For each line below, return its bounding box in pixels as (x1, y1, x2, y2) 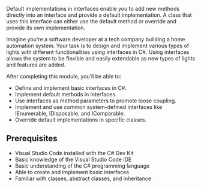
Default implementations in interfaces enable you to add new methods (6, 5, 180, 12)
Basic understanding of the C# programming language (14, 162, 150, 169)
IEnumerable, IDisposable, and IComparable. (14, 110, 125, 117)
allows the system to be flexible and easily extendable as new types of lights (6, 55, 196, 62)
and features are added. (6, 61, 66, 68)
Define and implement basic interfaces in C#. (14, 84, 127, 92)
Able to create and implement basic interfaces (14, 168, 130, 175)
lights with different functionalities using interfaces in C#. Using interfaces (6, 48, 190, 56)
